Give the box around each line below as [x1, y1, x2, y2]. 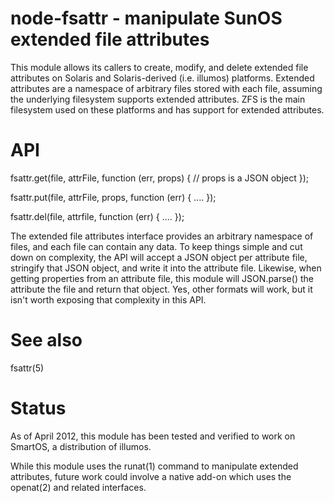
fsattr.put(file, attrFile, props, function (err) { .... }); [10, 191, 217, 203]
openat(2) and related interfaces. [10, 481, 147, 493]
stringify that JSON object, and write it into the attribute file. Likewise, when [10, 262, 322, 274]
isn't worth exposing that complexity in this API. [10, 293, 207, 306]
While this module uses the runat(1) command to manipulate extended [10, 460, 299, 472]
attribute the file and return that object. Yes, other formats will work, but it [10, 283, 313, 295]
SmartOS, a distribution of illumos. [10, 440, 152, 452]
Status [10, 397, 67, 419]
